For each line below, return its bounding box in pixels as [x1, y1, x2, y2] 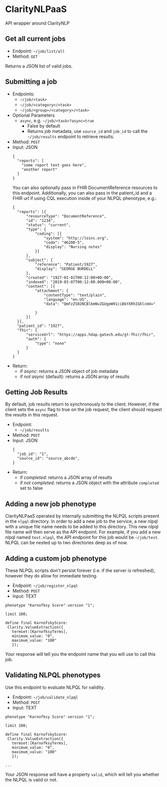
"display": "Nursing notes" [44, 244, 102, 249]
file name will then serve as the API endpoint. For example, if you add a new [5, 529, 161, 535]
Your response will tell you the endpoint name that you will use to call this [5, 651, 156, 657]
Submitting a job [5, 78, 57, 86]
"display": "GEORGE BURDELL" [34, 266, 96, 271]
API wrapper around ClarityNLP [5, 20, 70, 26]
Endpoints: [12, 91, 35, 97]
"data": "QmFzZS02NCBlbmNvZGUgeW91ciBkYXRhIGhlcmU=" [44, 301, 156, 306]
